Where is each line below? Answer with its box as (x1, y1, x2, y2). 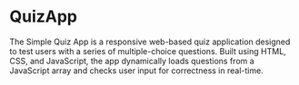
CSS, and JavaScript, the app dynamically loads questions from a (9, 55, 254, 66)
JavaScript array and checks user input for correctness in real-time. (9, 65, 264, 76)
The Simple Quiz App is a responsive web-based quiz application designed (9, 36, 291, 47)
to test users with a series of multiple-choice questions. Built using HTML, (9, 45, 286, 56)
